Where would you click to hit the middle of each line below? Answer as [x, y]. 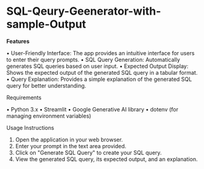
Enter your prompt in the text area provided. [71, 146]
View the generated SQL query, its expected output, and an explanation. [106, 159]
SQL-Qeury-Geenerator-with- [84, 11]
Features [18, 41]
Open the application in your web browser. [69, 140]
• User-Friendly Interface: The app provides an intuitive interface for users [100, 53]
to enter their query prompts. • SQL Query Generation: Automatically [93, 59]
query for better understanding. [46, 85]
